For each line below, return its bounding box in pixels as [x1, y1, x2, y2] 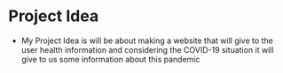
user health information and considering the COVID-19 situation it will [20, 44, 274, 55]
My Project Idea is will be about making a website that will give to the [20, 35, 274, 46]
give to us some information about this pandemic [20, 54, 200, 64]
